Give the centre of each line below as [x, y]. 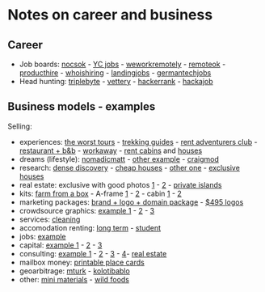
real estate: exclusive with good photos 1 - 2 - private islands [120, 184]
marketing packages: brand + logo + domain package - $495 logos [131, 202]
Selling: [20, 126]
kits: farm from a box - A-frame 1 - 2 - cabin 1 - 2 [101, 193]
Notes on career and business [110, 15]
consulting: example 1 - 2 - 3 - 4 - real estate [93, 253]
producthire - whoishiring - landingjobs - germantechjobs [115, 73]
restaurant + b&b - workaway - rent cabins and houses [111, 150]
